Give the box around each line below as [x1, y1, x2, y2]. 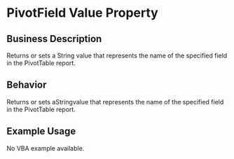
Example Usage [6, 125, 76, 137]
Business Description [6, 33, 102, 45]
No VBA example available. [6, 144, 85, 152]
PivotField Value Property [6, 5, 158, 21]
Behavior [6, 79, 47, 91]
